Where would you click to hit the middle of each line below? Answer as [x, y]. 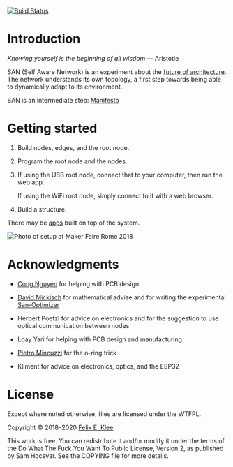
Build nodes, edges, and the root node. [73, 147]
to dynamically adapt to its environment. [65, 87]
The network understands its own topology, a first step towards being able [114, 79]
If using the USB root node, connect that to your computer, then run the [120, 175]
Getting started [52, 128]
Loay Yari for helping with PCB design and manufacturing [100, 339]
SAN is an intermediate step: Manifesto [63, 100]
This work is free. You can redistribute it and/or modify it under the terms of [116, 440]
